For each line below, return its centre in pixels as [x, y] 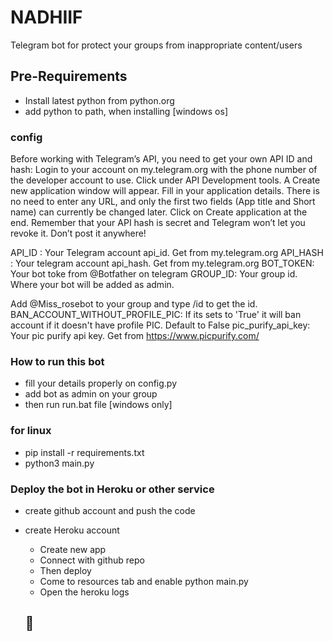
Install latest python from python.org [99, 100]
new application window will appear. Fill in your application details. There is [165, 191]
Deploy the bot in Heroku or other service [112, 489]
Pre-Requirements [69, 76]
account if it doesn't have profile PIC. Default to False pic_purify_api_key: [160, 325]
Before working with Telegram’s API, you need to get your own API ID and [161, 159]
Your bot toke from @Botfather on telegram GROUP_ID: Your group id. [154, 274]
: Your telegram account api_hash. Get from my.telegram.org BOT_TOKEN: [162, 263]
